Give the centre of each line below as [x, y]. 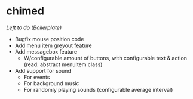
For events [37, 77]
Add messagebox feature [46, 51]
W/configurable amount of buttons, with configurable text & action [105, 58]
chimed [25, 11]
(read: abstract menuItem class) [63, 64]
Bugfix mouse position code [49, 39]
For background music [51, 83]
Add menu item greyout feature [53, 45]
